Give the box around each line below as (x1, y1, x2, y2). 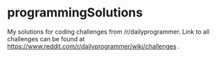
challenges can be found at (7, 34, 85, 43)
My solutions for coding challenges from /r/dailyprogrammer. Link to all (7, 27, 210, 36)
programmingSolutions (7, 5, 143, 21)
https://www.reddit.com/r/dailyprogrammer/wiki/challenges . (7, 42, 180, 50)
